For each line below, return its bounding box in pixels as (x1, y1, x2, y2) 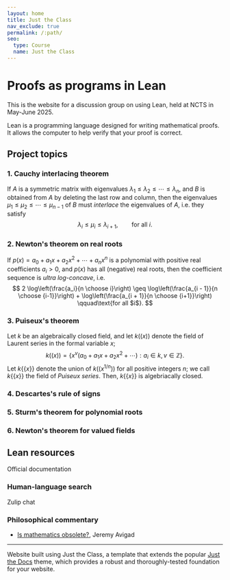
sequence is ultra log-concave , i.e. (7, 274, 105, 282)
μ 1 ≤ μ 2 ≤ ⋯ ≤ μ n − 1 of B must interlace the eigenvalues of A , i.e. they (7, 200, 204, 211)
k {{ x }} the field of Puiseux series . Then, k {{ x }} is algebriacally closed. (7, 371, 203, 380)
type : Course (13, 42, 51, 49)
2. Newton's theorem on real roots (7, 239, 123, 248)
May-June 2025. (7, 108, 53, 116)
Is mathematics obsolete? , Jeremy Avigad (16, 531, 135, 539)
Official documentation (7, 465, 72, 474)
